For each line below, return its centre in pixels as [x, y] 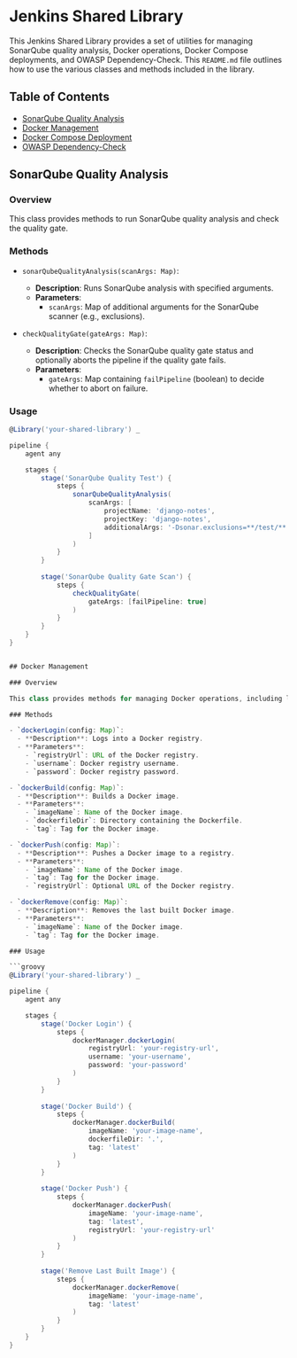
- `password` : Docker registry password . [102, 772]
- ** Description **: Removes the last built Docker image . [126, 910]
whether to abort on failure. [98, 388]
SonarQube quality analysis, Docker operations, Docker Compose [129, 50]
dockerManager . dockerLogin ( [124, 1040]
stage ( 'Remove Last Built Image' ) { [108, 1271]
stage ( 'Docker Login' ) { [87, 1024]
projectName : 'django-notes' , [160, 511]
